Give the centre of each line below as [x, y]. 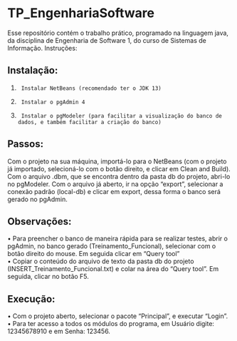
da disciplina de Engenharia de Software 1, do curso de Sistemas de [107, 40]
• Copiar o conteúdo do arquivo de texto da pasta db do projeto [101, 261]
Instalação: [33, 70]
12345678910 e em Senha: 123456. [59, 331]
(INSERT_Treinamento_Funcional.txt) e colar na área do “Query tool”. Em [113, 269]
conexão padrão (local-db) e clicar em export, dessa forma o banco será [114, 191]
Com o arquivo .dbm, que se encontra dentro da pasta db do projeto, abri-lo [119, 176]
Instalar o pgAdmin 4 [53, 102]
